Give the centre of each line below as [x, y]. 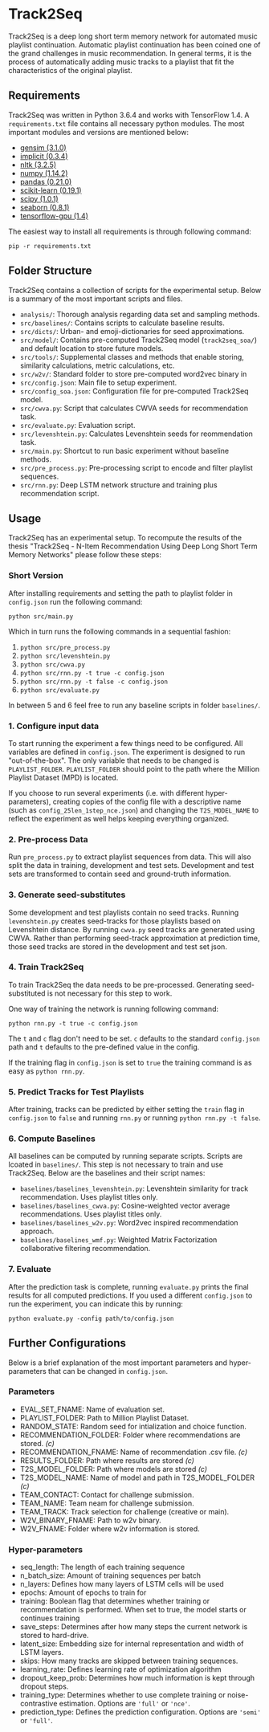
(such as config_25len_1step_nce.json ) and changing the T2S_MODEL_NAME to [134, 810]
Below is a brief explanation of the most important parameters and [118, 1363]
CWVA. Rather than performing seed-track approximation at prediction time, [134, 938]
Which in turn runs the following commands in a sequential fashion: [120, 631]
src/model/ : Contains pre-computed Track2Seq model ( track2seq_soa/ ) [139, 340]
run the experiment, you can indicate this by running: [96, 1304]
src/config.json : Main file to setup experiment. [98, 382]
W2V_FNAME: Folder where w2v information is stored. [110, 1528]
